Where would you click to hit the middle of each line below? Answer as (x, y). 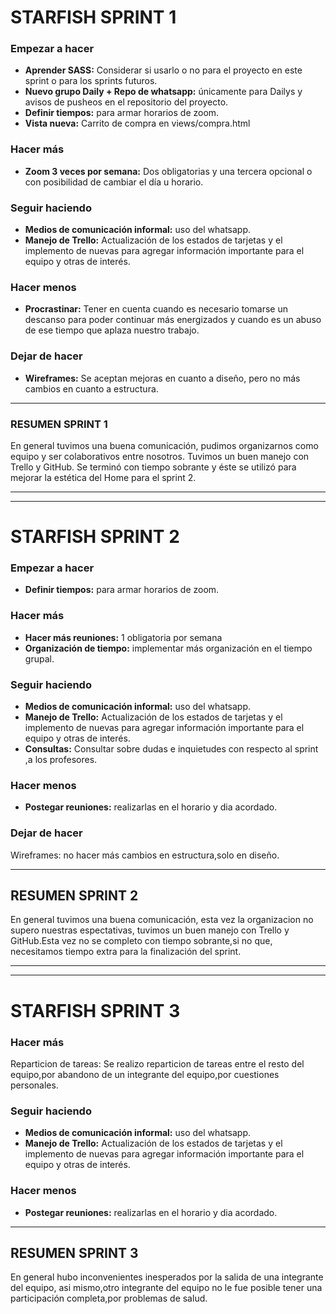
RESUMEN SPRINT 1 (59, 424)
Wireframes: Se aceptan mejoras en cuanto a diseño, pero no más (162, 378)
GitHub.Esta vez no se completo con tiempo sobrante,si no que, (141, 941)
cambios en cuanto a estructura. (91, 388)
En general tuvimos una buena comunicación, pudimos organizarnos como (164, 445)
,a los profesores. (61, 760)
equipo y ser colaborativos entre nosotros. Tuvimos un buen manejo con (160, 456)
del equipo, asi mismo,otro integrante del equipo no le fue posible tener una (166, 1288)
